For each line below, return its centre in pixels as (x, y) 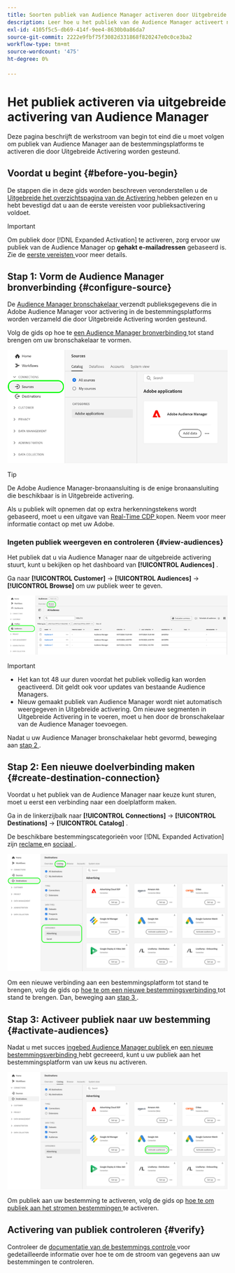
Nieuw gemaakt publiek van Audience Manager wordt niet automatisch (120, 701)
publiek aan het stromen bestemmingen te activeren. (83, 1208)
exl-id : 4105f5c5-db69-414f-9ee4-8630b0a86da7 (76, 29)
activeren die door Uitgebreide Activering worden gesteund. (94, 151)
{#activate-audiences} (58, 1030)
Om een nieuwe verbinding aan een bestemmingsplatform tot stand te (108, 983)
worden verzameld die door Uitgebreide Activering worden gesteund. (107, 319)
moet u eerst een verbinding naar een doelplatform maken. (92, 802)
